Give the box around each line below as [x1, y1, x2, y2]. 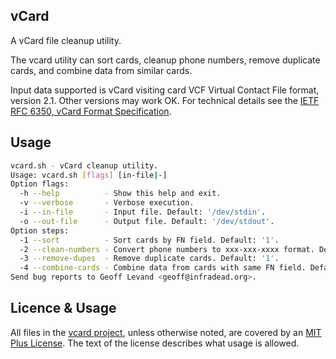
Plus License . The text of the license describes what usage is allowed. [10, 337, 300, 349]
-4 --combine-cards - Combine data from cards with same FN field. [19, 263, 307, 273]
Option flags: [10, 179, 70, 189]
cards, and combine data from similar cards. [10, 64, 193, 76]
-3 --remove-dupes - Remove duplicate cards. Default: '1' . [19, 254, 280, 264]
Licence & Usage [10, 300, 117, 317]
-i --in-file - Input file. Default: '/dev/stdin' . [19, 207, 267, 217]
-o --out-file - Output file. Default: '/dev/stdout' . [19, 216, 275, 226]
